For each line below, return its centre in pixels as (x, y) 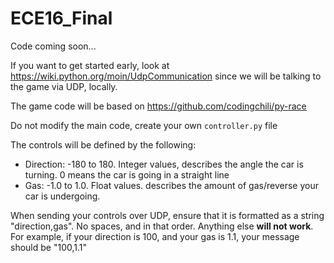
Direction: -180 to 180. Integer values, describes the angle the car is (164, 164)
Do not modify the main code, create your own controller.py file (144, 125)
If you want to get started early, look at (90, 65)
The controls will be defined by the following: (103, 144)
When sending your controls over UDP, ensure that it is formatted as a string (167, 215)
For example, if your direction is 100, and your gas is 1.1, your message (155, 236)
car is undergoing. (62, 196)
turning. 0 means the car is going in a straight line (127, 174)
